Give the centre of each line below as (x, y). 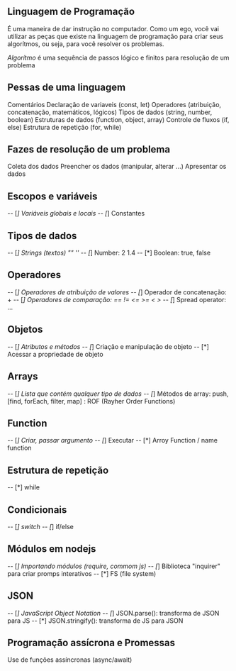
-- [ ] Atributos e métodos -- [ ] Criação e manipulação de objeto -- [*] (108, 346)
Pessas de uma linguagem (67, 88)
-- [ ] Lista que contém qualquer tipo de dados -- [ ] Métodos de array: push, (118, 394)
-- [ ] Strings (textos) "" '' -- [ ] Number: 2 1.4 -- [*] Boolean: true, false (109, 253)
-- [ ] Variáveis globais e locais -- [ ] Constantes (76, 213)
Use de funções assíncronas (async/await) (70, 660)
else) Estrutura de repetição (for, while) (64, 127)
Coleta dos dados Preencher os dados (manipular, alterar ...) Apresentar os (117, 167)
